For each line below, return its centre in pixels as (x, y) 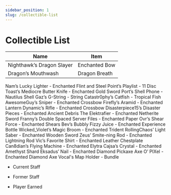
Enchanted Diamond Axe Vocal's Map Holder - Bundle (62, 157)
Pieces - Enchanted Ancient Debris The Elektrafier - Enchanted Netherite (82, 113)
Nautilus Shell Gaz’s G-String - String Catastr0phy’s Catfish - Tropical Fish (83, 97)
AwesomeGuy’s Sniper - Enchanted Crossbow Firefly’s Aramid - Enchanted (84, 103)
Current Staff (27, 167)
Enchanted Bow (97, 65)
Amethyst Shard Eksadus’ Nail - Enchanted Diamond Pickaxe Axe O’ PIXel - (84, 151)
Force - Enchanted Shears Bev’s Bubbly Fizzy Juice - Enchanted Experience (86, 124)
